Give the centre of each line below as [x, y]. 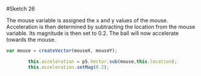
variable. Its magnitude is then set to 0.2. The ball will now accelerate [93, 33]
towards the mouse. [31, 40]
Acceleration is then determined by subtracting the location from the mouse [101, 27]
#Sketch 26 [21, 9]
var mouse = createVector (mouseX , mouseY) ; [62, 51]
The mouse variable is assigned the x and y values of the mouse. [87, 20]
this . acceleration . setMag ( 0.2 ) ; [69, 67]
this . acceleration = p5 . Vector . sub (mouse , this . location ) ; [103, 62]
